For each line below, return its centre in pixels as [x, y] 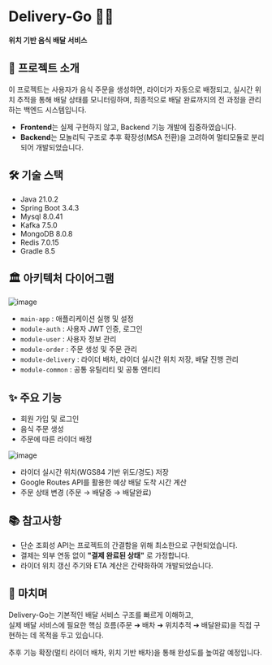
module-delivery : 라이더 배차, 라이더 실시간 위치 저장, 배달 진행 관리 [130, 359]
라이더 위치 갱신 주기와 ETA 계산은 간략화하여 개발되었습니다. [117, 565]
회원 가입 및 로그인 [50, 419]
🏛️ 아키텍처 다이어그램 [61, 278]
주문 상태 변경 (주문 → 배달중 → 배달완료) [86, 493]
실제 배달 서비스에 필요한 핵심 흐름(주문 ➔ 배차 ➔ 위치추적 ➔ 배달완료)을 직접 [130, 624]
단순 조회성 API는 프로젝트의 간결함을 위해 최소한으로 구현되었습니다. [129, 545]
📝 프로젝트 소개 [44, 68]
